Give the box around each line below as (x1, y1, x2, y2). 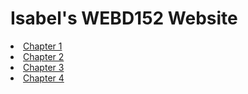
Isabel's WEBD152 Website (10, 7, 238, 30)
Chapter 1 (23, 40, 63, 52)
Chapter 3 (23, 61, 65, 73)
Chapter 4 (23, 72, 65, 84)
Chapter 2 (23, 50, 65, 62)
